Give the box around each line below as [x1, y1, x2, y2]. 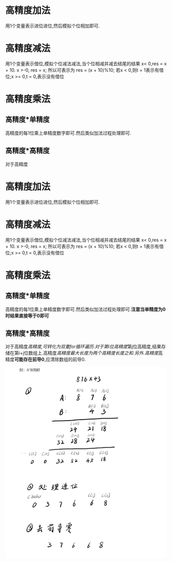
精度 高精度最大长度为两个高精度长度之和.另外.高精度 [48, 350, 159, 356]
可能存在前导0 [14, 357, 45, 363]
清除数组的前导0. [50, 357, 86, 363]
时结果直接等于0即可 [5, 312, 49, 319]
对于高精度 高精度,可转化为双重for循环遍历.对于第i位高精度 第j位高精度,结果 [5, 344, 162, 350]
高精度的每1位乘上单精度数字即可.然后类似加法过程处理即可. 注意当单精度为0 [5, 306, 166, 312]
